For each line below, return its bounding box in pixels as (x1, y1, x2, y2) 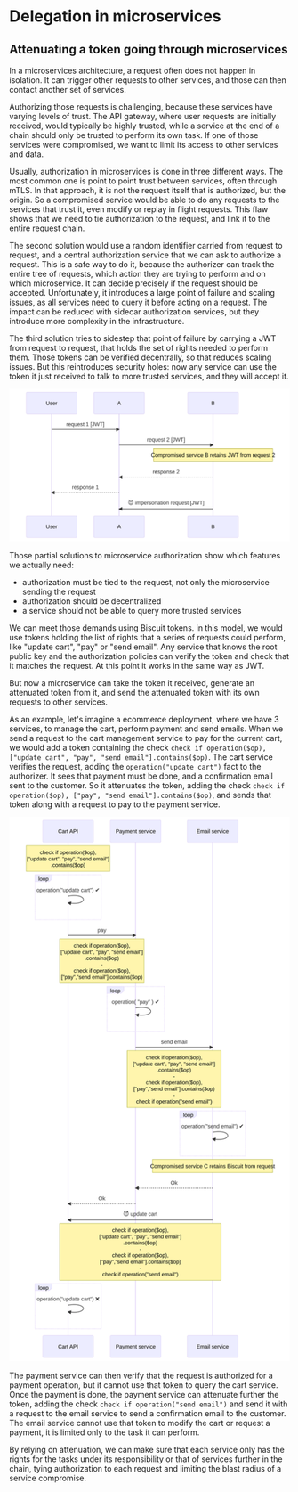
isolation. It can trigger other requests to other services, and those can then (9, 75, 286, 86)
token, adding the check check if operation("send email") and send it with (9, 1398, 288, 1409)
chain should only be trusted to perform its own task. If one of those (9, 130, 259, 140)
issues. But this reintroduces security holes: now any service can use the (9, 362, 278, 371)
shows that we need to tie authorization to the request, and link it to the (9, 214, 270, 224)
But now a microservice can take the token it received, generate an (9, 678, 255, 689)
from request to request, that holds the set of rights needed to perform (9, 343, 269, 353)
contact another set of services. (9, 85, 126, 94)
